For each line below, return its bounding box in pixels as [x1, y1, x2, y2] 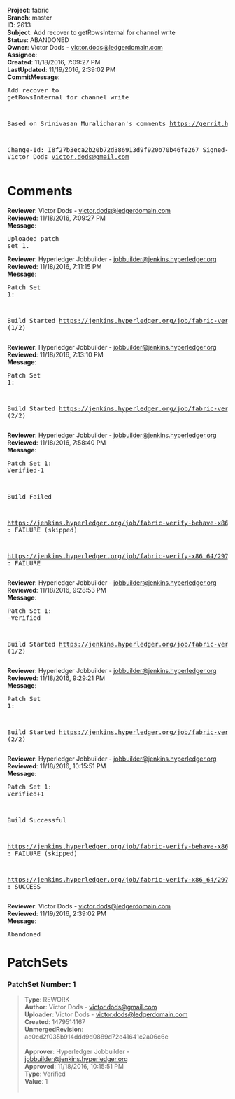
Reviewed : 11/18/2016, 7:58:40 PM [7, 438, 106, 447]
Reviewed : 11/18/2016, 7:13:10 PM [7, 350, 104, 359]
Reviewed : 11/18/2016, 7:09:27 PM [7, 214, 106, 222]
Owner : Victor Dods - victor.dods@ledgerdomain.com [7, 43, 163, 51]
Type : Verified [24, 1070, 66, 1078]
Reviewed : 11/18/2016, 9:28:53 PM [7, 586, 106, 594]
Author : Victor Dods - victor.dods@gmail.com [24, 1003, 157, 1011]
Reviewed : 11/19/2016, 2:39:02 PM [7, 909, 107, 918]
